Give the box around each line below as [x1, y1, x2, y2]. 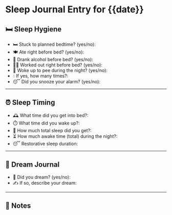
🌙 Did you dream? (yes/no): [12, 174, 71, 180]
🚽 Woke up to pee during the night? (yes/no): [12, 67, 107, 73]
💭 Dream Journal [5, 160, 60, 169]
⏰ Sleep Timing [5, 98, 55, 107]
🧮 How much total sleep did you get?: [12, 127, 92, 133]
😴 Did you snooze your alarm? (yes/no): [12, 79, 101, 84]
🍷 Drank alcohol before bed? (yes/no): [12, 57, 94, 62]
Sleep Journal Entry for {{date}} [5, 4, 144, 15]
